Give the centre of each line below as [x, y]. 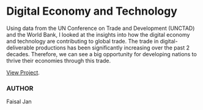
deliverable [20, 48]
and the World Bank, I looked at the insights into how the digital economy [98, 34]
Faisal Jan [19, 101]
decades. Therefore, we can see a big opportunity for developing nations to [102, 54]
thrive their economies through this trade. [59, 61]
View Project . [23, 72]
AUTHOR [20, 88]
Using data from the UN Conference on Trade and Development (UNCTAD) [101, 28]
